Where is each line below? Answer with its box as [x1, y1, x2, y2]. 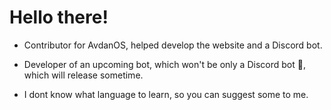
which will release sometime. [23, 69, 144, 81]
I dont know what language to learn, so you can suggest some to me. [23, 88, 309, 100]
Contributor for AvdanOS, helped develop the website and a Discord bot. [23, 39, 323, 51]
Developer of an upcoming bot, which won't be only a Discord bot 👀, [23, 58, 306, 70]
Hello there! [9, 6, 109, 29]
